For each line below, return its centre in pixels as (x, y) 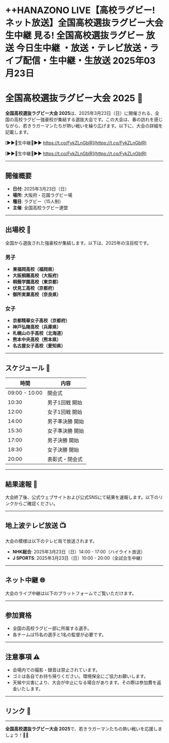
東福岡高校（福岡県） (34, 269)
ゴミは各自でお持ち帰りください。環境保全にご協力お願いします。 (80, 676)
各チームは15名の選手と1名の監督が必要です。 (59, 635)
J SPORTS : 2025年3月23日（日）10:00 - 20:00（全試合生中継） (79, 558)
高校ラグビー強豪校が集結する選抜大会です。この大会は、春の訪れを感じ (88, 119)
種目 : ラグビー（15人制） (38, 201)
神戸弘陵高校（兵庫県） (37, 327)
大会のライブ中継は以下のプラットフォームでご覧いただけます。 (71, 593)
